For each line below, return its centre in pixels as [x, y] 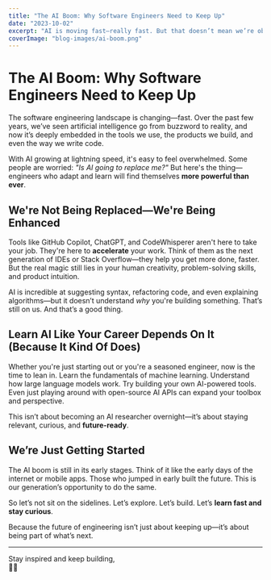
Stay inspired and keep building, [62, 558]
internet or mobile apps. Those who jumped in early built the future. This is [132, 478]
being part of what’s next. [51, 535]
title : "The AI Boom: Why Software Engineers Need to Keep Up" [117, 16]
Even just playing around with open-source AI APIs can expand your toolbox [135, 392]
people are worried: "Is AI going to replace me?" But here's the [113, 168]
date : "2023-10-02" [41, 23]
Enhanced [34, 223]
